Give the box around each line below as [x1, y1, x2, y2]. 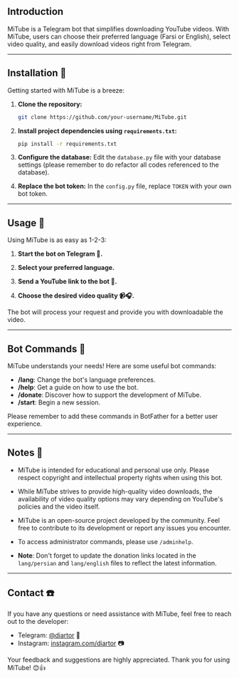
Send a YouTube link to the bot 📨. [17, 277, 117, 286]
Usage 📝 [7, 217, 45, 229]
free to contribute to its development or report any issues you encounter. [17, 523, 231, 532]
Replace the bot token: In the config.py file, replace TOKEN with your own [17, 182, 232, 191]
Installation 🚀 [7, 67, 67, 79]
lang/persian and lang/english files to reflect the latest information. [17, 558, 217, 567]
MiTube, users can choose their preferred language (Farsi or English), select [7, 32, 231, 41]
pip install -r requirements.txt [17, 140, 117, 147]
